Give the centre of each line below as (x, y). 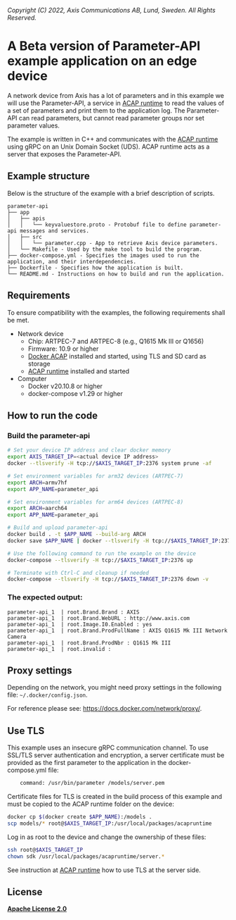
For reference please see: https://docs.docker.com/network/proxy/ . (105, 709)
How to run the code (53, 415)
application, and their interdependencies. (72, 261)
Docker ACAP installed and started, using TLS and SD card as (117, 356)
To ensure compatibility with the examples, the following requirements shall (116, 312)
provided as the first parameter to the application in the (87, 763)
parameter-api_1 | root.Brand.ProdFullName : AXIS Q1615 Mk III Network (118, 630)
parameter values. (33, 125)
